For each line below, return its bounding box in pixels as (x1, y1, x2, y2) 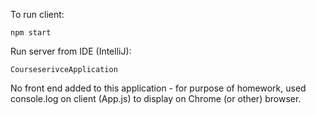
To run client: (10, 9, 65, 20)
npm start (10, 28, 52, 38)
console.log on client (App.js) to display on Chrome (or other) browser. (10, 93, 302, 104)
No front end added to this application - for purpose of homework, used (10, 82, 307, 94)
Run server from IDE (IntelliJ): (10, 45, 132, 57)
